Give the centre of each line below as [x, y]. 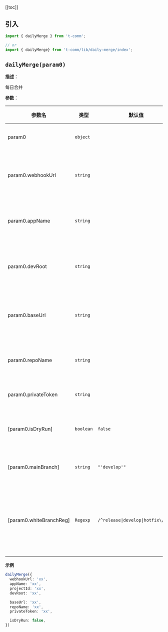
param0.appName [29, 221]
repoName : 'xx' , [26, 607]
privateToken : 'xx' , [31, 611]
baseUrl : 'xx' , [25, 602]
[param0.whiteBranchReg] [39, 520]
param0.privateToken [33, 394]
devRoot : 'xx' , [25, 593]
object [82, 137]
